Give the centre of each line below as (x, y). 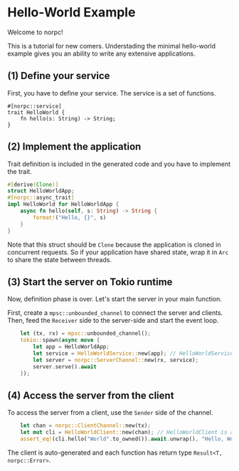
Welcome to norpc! (35, 32)
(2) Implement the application (74, 147)
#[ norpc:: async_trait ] (41, 198)
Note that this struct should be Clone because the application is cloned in (114, 244)
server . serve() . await (65, 367)
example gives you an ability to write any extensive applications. (101, 53)
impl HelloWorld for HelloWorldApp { (63, 205)
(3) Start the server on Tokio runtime (90, 282)
